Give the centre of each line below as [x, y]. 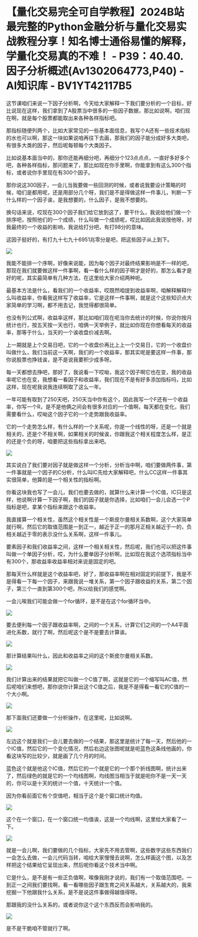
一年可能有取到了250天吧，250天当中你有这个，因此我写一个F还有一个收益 [97, 399]
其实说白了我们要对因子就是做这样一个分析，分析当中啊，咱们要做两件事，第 [99, 465]
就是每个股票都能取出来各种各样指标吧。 [70, 118]
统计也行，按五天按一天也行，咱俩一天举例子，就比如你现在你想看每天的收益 [99, 325]
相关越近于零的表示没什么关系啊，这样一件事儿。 [65, 534]
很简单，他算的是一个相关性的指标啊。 [57, 479]
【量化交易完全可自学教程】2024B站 [95, 12]
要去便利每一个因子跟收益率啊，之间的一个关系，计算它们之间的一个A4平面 [97, 625]
